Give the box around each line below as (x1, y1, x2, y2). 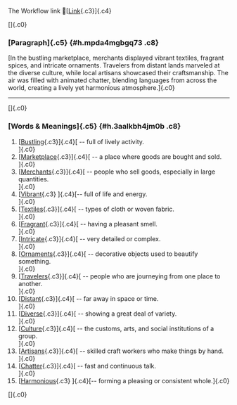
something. (18, 257, 51, 265)
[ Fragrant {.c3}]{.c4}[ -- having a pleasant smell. (18, 219, 158, 228)
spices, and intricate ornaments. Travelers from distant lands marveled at (8, 61, 220, 70)
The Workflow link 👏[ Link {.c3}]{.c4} (8, 7, 112, 15)
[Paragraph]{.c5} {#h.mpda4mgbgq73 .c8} (8, 37, 159, 47)
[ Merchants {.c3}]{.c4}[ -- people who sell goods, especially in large (18, 167, 216, 176)
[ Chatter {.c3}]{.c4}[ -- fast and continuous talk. (18, 361, 157, 370)
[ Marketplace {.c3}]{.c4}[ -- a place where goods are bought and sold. (18, 152, 222, 161)
